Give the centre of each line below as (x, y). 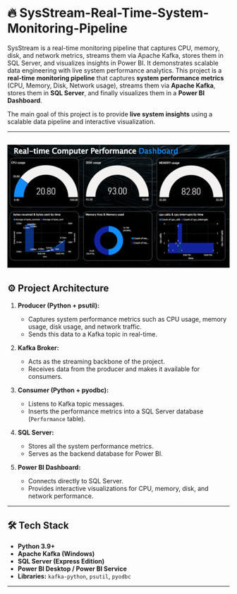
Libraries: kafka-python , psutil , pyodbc (74, 576)
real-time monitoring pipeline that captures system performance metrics (116, 78)
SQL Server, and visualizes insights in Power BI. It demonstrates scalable (113, 63)
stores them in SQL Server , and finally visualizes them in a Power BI (106, 92)
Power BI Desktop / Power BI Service (72, 569)
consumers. (45, 376)
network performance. (61, 496)
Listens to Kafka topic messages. (76, 404)
